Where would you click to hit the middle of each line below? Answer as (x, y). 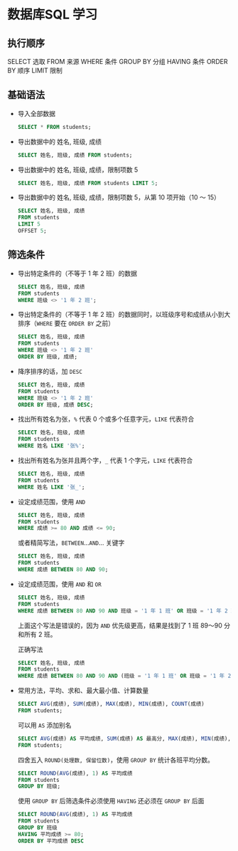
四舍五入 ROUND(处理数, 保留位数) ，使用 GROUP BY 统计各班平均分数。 (116, 760)
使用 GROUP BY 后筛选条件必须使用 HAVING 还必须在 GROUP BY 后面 (111, 801)
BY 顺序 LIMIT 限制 (35, 71)
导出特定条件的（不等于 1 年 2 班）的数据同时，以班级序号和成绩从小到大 (124, 315)
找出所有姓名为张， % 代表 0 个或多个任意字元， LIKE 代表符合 (106, 419)
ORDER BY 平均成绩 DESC (50, 841)
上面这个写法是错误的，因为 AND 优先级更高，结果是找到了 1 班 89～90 (120, 625)
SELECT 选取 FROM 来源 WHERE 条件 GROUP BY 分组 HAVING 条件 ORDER (118, 62)
